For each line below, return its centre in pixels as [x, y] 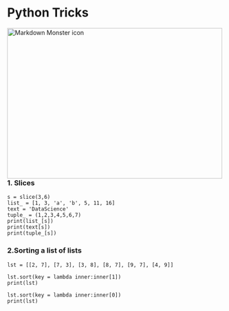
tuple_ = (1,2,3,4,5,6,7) [44, 215]
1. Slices [21, 182]
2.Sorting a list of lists [45, 250]
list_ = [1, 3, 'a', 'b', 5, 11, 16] [61, 203]
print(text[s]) [29, 227]
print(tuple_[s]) [32, 233]
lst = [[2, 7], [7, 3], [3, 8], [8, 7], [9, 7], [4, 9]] [90, 265]
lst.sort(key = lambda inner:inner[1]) [64, 277]
